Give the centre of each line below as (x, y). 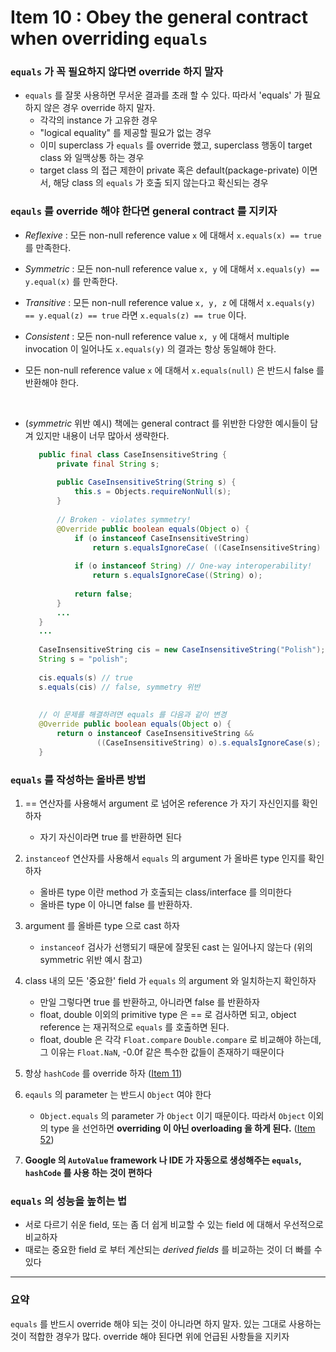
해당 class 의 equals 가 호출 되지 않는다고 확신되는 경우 (161, 183)
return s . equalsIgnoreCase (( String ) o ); (177, 576)
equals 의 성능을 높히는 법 (69, 1201)
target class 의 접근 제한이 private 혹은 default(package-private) (169, 170)
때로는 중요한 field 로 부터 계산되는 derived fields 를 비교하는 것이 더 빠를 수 (173, 1250)
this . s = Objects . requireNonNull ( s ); (153, 492)
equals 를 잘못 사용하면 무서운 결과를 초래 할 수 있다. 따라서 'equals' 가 (163, 95)
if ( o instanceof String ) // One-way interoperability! (193, 566)
